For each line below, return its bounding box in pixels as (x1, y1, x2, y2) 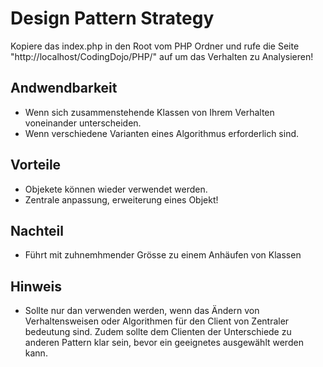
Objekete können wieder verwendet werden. (24, 183, 208, 195)
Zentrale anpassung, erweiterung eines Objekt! (24, 193, 219, 206)
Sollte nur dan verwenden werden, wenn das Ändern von (24, 305, 260, 317)
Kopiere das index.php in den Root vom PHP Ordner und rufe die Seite (10, 40, 300, 52)
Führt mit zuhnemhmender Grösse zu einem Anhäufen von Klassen (24, 249, 302, 261)
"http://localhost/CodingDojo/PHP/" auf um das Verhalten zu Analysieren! (10, 50, 314, 62)
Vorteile (10, 157, 62, 174)
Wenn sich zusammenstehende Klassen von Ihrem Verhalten (24, 106, 275, 118)
